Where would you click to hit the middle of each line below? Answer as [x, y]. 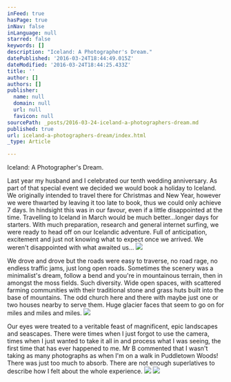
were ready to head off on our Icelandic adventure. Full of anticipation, [107, 232]
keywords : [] [26, 46]
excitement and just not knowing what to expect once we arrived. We [105, 239]
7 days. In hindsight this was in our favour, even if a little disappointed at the [115, 210]
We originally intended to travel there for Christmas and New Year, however [114, 195]
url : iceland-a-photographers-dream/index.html [77, 135]
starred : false [29, 39]
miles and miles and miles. [44, 313]
